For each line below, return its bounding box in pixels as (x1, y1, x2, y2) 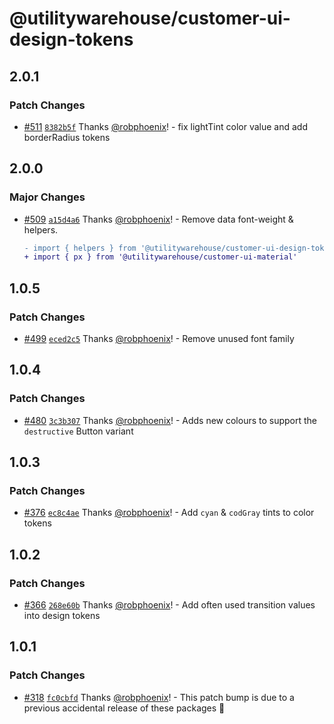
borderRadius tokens (23, 131, 111, 143)
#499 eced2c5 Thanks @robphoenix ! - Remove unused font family (23, 333, 295, 344)
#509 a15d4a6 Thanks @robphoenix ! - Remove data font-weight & (23, 213, 294, 225)
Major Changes (9, 190, 86, 204)
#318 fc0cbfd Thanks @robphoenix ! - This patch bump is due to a (23, 691, 295, 703)
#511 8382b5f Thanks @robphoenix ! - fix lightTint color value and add (23, 120, 309, 132)
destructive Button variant (23, 425, 134, 437)
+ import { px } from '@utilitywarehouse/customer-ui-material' (23, 252, 298, 262)
